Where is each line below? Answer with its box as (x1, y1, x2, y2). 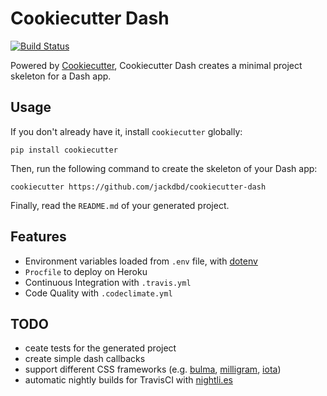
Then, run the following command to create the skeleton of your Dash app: (10, 162, 318, 174)
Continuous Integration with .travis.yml (24, 276, 192, 288)
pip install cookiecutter (10, 145, 118, 155)
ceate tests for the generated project (24, 342, 177, 354)
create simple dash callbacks (24, 353, 146, 365)
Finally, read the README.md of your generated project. (10, 199, 230, 211)
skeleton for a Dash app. (10, 70, 112, 82)
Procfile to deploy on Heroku (24, 265, 148, 277)
